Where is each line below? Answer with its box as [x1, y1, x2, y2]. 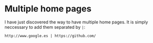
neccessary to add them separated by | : [4, 24, 85, 30]
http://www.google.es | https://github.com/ [4, 33, 96, 38]
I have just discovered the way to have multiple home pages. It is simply [4, 19, 149, 25]
